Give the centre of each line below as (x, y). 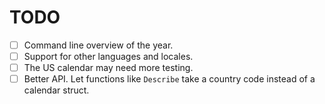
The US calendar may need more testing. (108, 68)
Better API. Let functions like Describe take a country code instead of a (169, 79)
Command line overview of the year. (98, 45)
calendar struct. (56, 90)
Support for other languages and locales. (108, 56)
